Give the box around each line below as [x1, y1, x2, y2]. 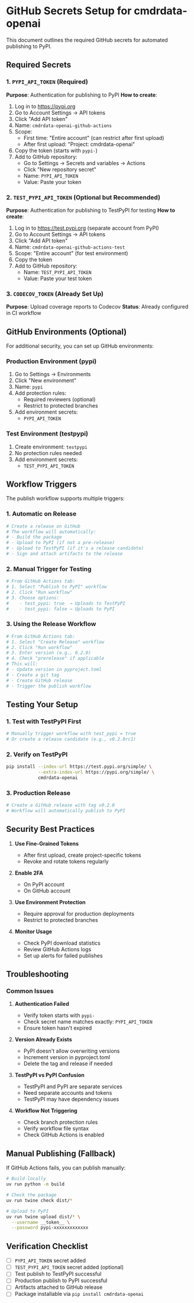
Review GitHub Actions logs [23, 945, 92, 953]
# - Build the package [6, 534, 62, 541]
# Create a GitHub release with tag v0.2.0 [6, 802, 115, 808]
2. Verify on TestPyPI [6, 750, 68, 758]
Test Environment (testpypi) [6, 430, 89, 438]
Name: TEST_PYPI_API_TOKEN [23, 268, 92, 275]
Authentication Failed [14, 1000, 69, 1008]
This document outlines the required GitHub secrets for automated [6, 36, 169, 43]
